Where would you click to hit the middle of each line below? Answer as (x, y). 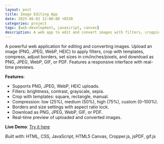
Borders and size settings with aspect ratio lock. (61, 107)
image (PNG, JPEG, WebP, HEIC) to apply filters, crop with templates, (75, 51)
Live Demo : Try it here (28, 127)
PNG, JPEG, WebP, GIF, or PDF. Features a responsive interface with (74, 62)
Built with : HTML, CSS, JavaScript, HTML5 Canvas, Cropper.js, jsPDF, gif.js (81, 136)
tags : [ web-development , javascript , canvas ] (52, 28)
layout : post (18, 10)
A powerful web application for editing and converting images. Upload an (79, 46)
